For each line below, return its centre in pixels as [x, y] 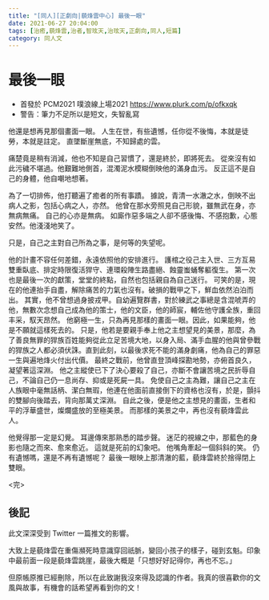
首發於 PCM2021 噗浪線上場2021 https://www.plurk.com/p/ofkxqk [128, 104]
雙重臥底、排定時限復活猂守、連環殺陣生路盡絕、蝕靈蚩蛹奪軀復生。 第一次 [132, 270]
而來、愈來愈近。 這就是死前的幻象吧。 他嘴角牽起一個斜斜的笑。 [143, 447]
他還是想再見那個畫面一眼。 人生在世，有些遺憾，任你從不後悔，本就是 [125, 131]
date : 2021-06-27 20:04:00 [53, 23]
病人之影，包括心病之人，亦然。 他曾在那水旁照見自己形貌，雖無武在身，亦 [132, 206]
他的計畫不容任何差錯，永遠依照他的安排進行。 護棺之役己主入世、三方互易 [132, 260]
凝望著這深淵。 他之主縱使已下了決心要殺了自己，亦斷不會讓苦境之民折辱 [128, 370]
